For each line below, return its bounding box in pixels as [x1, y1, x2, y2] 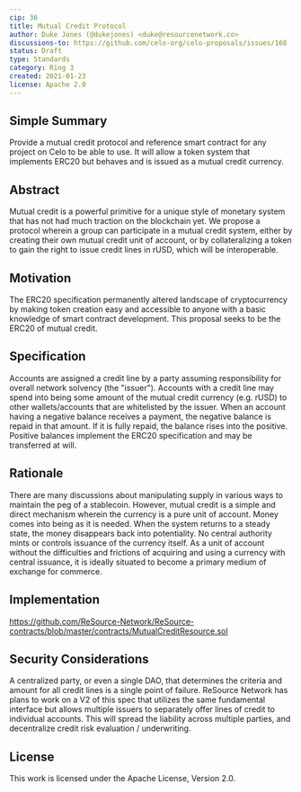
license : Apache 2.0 [9, 80, 87, 89]
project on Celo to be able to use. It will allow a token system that [9, 147, 251, 157]
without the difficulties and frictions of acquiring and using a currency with [9, 547, 286, 557]
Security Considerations [9, 651, 150, 666]
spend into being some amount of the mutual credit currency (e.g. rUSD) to [9, 392, 288, 403]
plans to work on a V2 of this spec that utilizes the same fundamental [9, 694, 266, 706]
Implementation [9, 592, 101, 608]
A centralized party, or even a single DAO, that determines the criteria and [9, 675, 283, 686]
